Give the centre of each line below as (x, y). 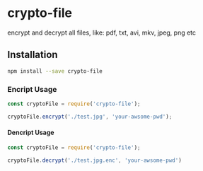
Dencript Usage (31, 133)
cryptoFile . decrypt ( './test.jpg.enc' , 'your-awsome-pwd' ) (94, 160)
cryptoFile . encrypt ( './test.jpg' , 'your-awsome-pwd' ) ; (90, 117)
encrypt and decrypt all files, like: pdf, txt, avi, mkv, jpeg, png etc (102, 33)
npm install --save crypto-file (55, 71)
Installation (33, 55)
